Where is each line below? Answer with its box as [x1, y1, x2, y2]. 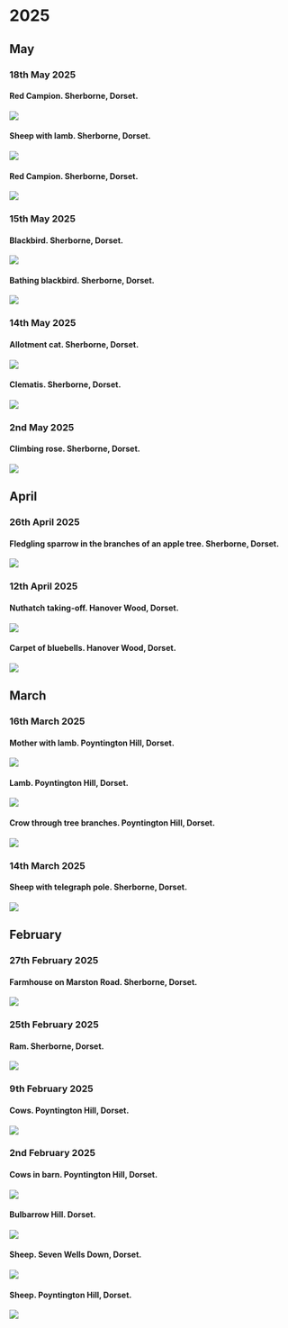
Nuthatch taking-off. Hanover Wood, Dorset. [9, 602, 179, 613]
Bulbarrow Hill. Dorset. [9, 1209, 96, 1220]
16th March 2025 [9, 715, 85, 727]
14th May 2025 [9, 317, 76, 330]
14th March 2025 [9, 859, 85, 872]
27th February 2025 [9, 954, 99, 967]
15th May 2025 [9, 212, 76, 225]
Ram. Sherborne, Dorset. [9, 1041, 104, 1052]
